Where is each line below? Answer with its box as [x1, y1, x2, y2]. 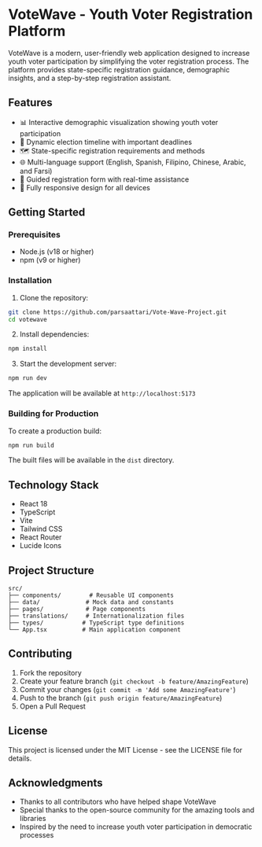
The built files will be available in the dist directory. [8, 455, 175, 465]
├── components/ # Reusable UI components [8, 591, 175, 599]
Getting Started [8, 206, 86, 219]
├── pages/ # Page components [8, 606, 146, 613]
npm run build [8, 441, 55, 449]
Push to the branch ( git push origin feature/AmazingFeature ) [19, 693, 223, 702]
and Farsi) [19, 166, 53, 175]
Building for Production [8, 408, 99, 419]
